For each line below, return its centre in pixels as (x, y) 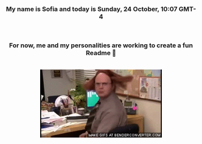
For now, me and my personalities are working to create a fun (101, 45)
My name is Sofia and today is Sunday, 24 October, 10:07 (92, 9)
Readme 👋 (101, 53)
